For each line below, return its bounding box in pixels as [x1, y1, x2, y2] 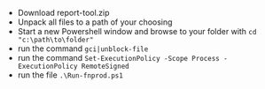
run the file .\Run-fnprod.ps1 [17, 70, 124, 80]
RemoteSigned [81, 62, 130, 70]
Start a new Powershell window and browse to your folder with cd [17, 26, 257, 36]
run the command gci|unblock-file [17, 43, 149, 54]
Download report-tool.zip [17, 8, 110, 18]
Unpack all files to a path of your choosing [17, 17, 173, 27]
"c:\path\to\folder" [17, 35, 94, 44]
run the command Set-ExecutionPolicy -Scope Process [17, 53, 220, 63]
